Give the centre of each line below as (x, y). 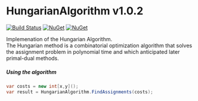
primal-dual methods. (33, 58)
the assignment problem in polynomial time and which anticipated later (93, 51)
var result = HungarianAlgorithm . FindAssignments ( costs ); (80, 92)
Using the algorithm (31, 72)
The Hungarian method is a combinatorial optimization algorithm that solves (99, 45)
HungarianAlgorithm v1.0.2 (75, 11)
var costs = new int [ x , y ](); (42, 86)
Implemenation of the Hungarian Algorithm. (59, 39)
